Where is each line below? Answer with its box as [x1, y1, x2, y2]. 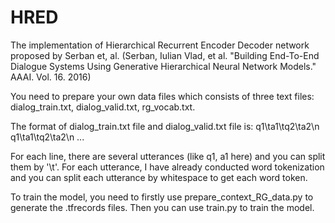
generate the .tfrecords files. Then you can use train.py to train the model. [10, 201, 315, 213]
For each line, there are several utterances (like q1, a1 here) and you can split [10, 150, 326, 162]
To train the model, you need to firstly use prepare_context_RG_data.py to [10, 191, 314, 203]
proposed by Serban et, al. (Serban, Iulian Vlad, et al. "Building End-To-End [10, 49, 320, 61]
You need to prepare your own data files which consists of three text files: [10, 90, 315, 102]
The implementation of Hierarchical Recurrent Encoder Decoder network [10, 39, 310, 51]
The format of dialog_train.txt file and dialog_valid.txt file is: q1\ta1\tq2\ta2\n [10, 120, 320, 132]
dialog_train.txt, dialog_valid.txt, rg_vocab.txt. [10, 101, 196, 113]
